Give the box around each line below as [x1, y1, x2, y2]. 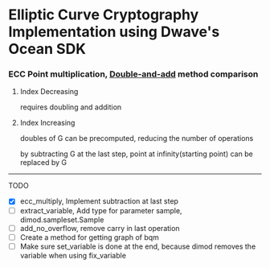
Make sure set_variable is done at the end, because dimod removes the [19, 241, 256, 251]
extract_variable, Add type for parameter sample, [19, 205, 182, 215]
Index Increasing [19, 118, 76, 128]
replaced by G [19, 158, 67, 167]
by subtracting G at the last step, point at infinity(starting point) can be [19, 149, 253, 159]
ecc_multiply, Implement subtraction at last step [19, 196, 179, 206]
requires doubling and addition [19, 102, 122, 112]
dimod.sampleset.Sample [19, 215, 104, 225]
